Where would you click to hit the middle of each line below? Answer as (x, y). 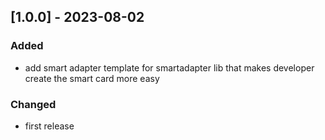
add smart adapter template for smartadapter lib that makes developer (169, 67)
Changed (33, 104)
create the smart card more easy (92, 78)
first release (49, 126)
